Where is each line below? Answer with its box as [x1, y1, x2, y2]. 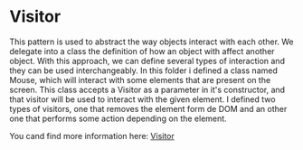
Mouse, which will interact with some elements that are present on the [9, 74, 271, 85]
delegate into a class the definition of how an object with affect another [9, 45, 275, 56]
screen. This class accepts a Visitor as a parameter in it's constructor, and [9, 84, 286, 95]
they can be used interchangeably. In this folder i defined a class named [9, 65, 279, 76]
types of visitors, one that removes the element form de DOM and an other [9, 103, 288, 114]
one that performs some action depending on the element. [9, 113, 228, 124]
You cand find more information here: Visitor [9, 130, 175, 141]
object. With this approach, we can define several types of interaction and [9, 55, 285, 66]
